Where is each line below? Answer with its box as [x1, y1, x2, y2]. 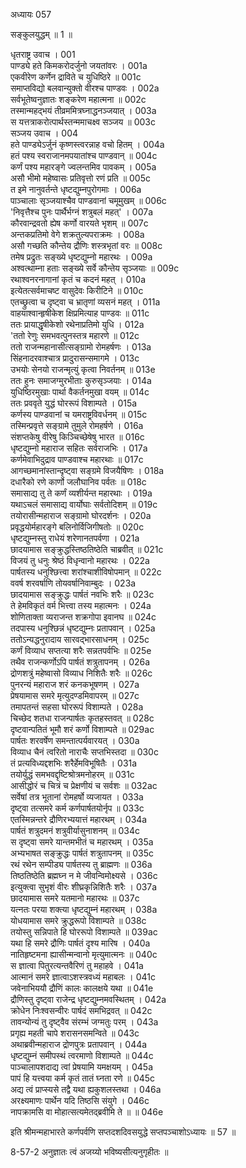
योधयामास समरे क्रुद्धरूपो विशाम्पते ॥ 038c [10, 915, 147, 926]
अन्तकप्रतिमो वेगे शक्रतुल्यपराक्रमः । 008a [10, 229, 145, 240]
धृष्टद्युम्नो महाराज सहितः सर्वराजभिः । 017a [10, 442, 148, 454]
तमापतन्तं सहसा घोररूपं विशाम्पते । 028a [10, 701, 144, 713]
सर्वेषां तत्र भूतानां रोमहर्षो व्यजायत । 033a [10, 791, 144, 803]
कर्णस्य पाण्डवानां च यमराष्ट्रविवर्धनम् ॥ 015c [10, 409, 148, 420]
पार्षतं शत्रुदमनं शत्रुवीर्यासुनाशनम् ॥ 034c [10, 825, 140, 836]
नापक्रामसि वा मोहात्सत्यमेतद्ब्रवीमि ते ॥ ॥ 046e [10, 1106, 164, 1118]
